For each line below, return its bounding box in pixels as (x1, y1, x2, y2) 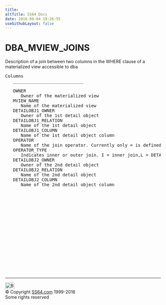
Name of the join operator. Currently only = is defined (20, 143, 162, 148)
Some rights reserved (5, 294, 49, 300)
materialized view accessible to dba (5, 64, 78, 70)
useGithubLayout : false (5, 21, 54, 26)
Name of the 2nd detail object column (20, 182, 115, 188)
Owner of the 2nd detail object (20, 162, 99, 168)
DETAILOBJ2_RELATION (13, 167, 63, 173)
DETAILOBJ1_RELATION (13, 118, 63, 123)
